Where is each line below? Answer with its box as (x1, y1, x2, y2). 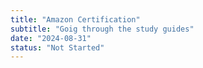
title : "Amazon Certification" (10, 14, 141, 25)
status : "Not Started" (10, 42, 105, 53)
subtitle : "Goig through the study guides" (10, 24, 195, 34)
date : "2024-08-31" (10, 33, 92, 43)
